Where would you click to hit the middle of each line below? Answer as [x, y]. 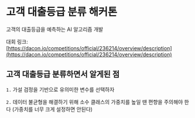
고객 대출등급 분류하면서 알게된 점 [63, 74]
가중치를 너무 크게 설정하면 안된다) [53, 109]
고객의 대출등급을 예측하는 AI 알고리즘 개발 [55, 29]
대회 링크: [17, 41]
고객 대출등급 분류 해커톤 [62, 12]
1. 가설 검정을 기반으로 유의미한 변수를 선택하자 [60, 89]
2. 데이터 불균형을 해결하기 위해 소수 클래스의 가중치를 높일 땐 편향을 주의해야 [95, 102]
